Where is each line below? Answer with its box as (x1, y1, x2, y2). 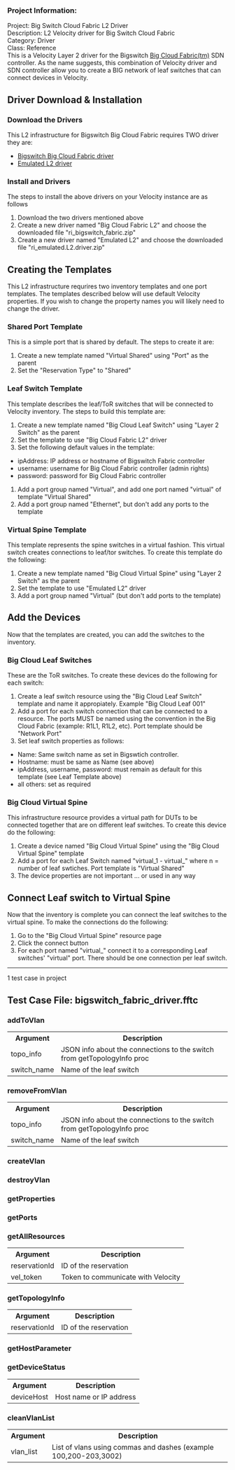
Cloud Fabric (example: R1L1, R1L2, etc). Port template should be (17, 722, 203, 730)
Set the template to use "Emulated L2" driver (17, 584, 147, 592)
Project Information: (7, 6, 77, 15)
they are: (7, 138, 33, 146)
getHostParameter (7, 1343, 72, 1353)
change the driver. (7, 304, 60, 313)
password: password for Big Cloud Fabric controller (17, 471, 166, 479)
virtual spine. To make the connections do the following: (7, 918, 169, 926)
